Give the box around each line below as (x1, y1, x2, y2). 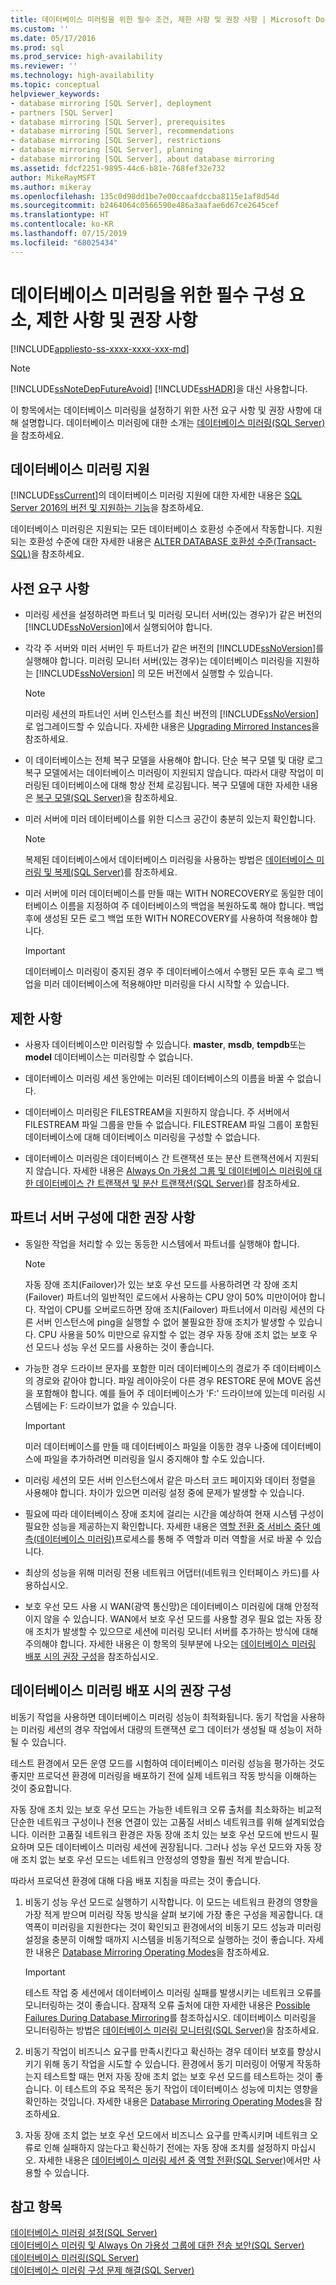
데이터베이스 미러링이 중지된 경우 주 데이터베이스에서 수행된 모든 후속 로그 (24, 966, 314, 978)
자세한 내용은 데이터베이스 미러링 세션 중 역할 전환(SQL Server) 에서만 (38, 2154, 311, 2166)
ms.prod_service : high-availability (10, 52, 163, 62)
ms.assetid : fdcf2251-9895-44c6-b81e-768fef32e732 (10, 163, 226, 173)
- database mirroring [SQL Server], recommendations (10, 126, 235, 136)
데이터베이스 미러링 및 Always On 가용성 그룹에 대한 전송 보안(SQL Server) (10, 2239, 305, 2251)
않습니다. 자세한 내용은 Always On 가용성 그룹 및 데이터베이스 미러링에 (35, 1165, 312, 1176)
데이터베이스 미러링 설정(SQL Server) (10, 2227, 158, 2239)
